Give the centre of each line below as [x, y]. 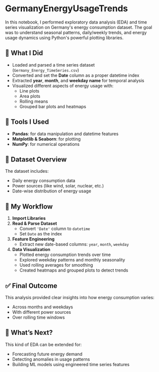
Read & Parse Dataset [34, 224]
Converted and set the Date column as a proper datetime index [76, 75]
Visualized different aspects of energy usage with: [63, 86]
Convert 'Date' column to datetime [55, 229]
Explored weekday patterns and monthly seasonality [72, 260]
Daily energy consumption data [44, 181]
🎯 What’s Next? [29, 333]
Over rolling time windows [38, 317]
